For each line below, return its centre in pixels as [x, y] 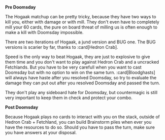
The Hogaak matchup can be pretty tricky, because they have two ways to [81, 17]
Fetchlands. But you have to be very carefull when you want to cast [73, 67]
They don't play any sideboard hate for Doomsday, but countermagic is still [81, 92]
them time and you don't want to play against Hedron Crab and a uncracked [82, 62]
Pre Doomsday [20, 7]
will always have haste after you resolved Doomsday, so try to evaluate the [81, 78]
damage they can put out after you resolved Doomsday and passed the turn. [82, 83]
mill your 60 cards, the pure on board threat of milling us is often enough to [81, 27]
